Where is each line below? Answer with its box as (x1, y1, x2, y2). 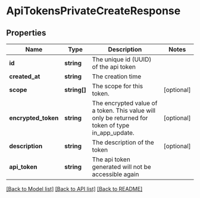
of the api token (92, 63, 136, 71)
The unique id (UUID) (92, 55, 152, 63)
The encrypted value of (92, 99, 158, 107)
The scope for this (92, 82, 143, 90)
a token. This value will (92, 107, 156, 114)
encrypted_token (9, 114, 59, 122)
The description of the (92, 138, 155, 146)
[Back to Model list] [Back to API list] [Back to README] (6, 186, 143, 192)
